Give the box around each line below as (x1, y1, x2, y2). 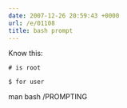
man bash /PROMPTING (8, 92, 88, 102)
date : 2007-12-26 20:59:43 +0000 (8, 11, 120, 20)
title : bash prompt (8, 26, 73, 34)
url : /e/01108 (8, 19, 56, 27)
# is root (8, 64, 42, 72)
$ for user (8, 78, 45, 86)
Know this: (8, 49, 43, 58)
